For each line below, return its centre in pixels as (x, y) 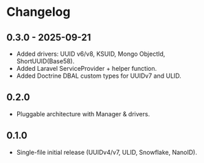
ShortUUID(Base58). (45, 61)
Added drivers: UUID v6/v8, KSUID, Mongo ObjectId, (91, 54)
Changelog (38, 12)
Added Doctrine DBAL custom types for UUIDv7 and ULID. (99, 76)
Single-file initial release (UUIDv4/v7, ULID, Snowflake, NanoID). (106, 152)
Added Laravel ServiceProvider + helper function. (87, 68)
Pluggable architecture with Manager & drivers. (83, 113)
